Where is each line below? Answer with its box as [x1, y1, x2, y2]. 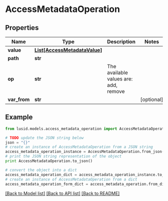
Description [106, 38, 136, 45]
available [106, 69, 128, 76]
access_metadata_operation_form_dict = [5, 181, 88, 186]
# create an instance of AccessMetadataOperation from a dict [5, 176, 137, 182]
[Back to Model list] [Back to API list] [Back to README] [5, 190, 120, 196]
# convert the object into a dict [5, 167, 77, 172]
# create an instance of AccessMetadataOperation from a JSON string [5, 144, 153, 149]
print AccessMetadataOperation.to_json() [5, 158, 93, 163]
